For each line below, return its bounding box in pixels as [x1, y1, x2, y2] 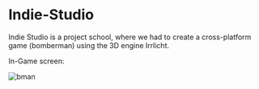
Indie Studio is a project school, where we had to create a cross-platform [8, 32, 252, 42]
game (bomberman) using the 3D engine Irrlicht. [8, 40, 170, 50]
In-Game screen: [8, 56, 65, 66]
